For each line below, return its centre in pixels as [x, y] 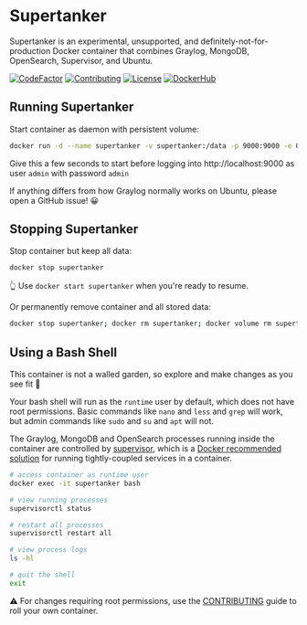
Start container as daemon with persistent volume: [104, 129]
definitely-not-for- [234, 41]
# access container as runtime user [79, 475]
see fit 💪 [25, 384]
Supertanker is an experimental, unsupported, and [104, 41]
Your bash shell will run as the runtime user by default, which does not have [152, 402]
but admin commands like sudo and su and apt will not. [112, 421]
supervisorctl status [51, 508]
